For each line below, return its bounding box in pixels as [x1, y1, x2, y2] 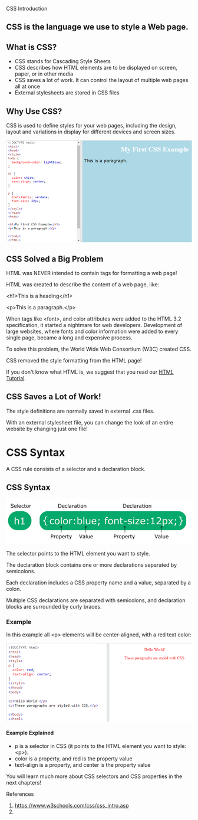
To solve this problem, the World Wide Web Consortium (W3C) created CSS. [6, 345, 192, 353]
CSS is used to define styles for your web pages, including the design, [6, 122, 177, 129]
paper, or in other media [14, 70, 74, 77]
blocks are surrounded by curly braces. [6, 603, 102, 610]
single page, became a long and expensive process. [6, 334, 133, 341]
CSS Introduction [6, 5, 48, 12]
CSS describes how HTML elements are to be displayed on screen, [14, 64, 178, 71]
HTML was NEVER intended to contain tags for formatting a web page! [6, 270, 177, 277]
